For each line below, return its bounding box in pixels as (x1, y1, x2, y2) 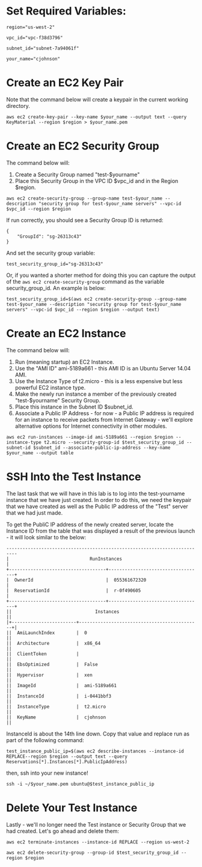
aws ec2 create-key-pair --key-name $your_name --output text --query (6, 113, 187, 120)
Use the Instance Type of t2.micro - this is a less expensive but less (14, 377, 183, 384)
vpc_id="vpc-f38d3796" (6, 34, 63, 40)
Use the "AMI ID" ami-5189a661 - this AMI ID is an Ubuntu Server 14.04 (14, 364, 191, 372)
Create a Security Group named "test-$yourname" (14, 171, 140, 178)
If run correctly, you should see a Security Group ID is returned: (6, 216, 164, 224)
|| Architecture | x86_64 (6, 640, 101, 646)
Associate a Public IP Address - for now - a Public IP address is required (14, 409, 194, 417)
